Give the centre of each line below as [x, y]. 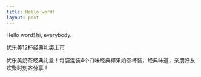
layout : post [23, 18]
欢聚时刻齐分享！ [28, 68]
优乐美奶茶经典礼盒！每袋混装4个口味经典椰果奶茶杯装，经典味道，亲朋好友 [101, 60]
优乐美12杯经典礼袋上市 [36, 47]
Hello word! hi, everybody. [39, 35]
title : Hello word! [31, 12]
